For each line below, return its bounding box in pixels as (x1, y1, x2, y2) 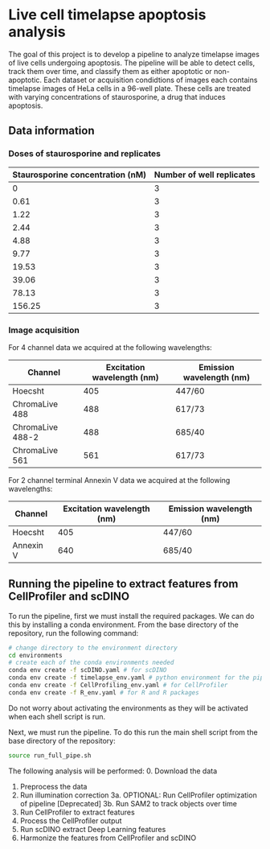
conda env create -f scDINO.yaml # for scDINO (8, 666, 167, 674)
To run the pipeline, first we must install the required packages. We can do (8, 611, 255, 620)
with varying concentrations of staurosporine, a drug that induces (8, 92, 227, 101)
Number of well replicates (153, 169, 256, 180)
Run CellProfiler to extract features (19, 807, 135, 817)
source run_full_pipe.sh (8, 751, 92, 760)
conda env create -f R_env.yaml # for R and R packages (8, 688, 199, 697)
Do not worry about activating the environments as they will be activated (8, 703, 249, 713)
